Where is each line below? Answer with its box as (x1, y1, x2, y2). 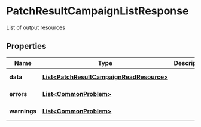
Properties (6, 41, 47, 51)
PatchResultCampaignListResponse (6, 4, 189, 18)
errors (9, 89, 28, 98)
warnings (9, 107, 37, 115)
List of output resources (6, 24, 66, 31)
